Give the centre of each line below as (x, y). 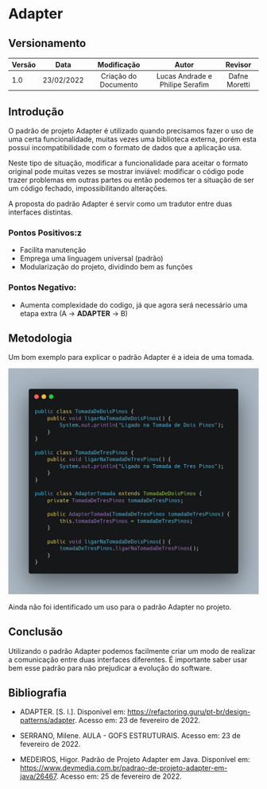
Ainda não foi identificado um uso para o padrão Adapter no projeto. (120, 607)
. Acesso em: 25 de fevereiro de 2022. (119, 776)
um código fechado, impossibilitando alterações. (88, 188)
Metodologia (41, 338)
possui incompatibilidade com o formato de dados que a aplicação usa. (125, 148)
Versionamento (47, 43)
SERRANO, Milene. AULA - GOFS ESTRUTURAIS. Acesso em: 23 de (130, 736)
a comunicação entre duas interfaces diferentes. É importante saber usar (128, 659)
